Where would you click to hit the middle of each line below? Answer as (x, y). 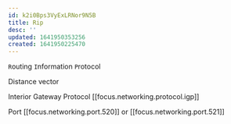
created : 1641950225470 (47, 44)
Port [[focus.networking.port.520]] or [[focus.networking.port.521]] (116, 112)
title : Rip (26, 23)
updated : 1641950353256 (47, 37)
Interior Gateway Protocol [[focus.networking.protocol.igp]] (104, 97)
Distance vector (34, 82)
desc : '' (22, 30)
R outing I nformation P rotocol (54, 66)
